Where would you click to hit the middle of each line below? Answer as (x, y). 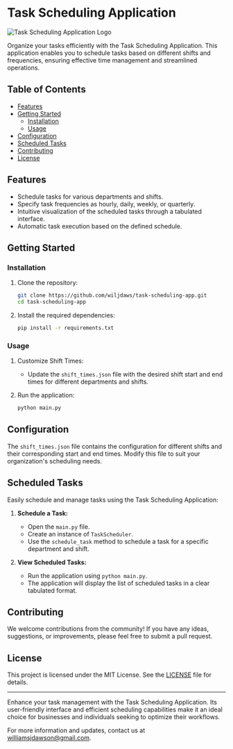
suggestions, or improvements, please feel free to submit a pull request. (110, 636)
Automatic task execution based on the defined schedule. (100, 226)
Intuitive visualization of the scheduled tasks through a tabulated (110, 211)
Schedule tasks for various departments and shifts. (90, 197)
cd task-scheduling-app (52, 302)
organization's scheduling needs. (55, 461)
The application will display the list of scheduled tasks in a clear (119, 583)
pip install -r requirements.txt (66, 328)
